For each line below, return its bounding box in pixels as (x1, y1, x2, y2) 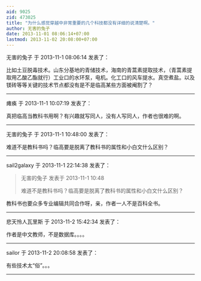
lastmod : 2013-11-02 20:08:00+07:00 (6, 36, 98, 42)
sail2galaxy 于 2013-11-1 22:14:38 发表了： (6, 162, 111, 169)
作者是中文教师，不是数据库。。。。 (6, 231, 88, 238)
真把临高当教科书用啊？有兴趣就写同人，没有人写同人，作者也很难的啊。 (6, 112, 184, 120)
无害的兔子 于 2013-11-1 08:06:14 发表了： (6, 54, 109, 60)
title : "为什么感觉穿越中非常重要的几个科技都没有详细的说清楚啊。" (6, 20, 156, 26)
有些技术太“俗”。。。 (6, 262, 53, 269)
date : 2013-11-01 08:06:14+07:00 (6, 31, 90, 37)
